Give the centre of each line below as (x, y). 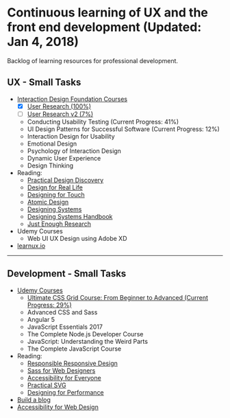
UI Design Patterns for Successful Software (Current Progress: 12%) (124, 129)
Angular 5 (41, 319)
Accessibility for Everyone (64, 378)
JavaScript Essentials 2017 (65, 327)
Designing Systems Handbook (70, 216)
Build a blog (34, 399)
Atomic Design (48, 202)
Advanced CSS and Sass (62, 312)
